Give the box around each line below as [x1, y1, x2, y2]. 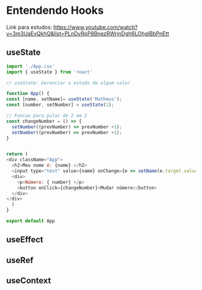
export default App [6, 218, 55, 224]
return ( [6, 151, 28, 157]
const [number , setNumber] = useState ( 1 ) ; [6, 102, 114, 108]
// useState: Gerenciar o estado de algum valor [6, 79, 130, 86]
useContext [6, 276, 51, 286]
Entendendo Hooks [6, 4, 104, 17]
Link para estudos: [6, 23, 52, 31]
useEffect [6, 235, 44, 245]
